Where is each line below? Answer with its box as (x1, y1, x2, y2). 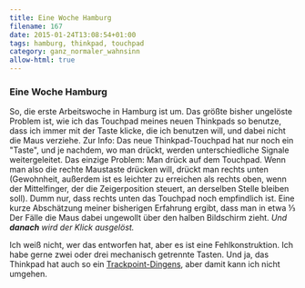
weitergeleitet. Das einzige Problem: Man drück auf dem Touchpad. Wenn (9, 154, 287, 165)
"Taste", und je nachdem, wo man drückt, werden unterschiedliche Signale (9, 144, 290, 155)
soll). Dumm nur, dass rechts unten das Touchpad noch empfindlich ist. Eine (9, 193, 295, 204)
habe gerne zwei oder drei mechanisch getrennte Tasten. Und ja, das (9, 249, 269, 260)
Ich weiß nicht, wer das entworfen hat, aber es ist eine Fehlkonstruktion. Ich (9, 240, 294, 251)
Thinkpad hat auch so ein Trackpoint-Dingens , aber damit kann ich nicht (9, 259, 280, 270)
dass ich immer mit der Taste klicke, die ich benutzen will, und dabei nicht (9, 125, 287, 136)
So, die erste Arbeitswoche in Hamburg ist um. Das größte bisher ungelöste (9, 106, 293, 117)
